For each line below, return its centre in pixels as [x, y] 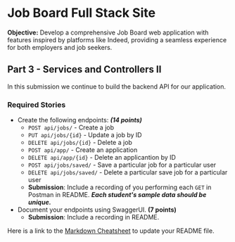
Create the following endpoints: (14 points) [80, 120]
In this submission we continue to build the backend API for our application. [117, 87]
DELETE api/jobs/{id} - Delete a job [80, 143]
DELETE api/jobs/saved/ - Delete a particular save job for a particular [128, 172]
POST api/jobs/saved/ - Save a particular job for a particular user [122, 165]
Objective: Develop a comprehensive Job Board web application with [108, 32]
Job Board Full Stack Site [82, 13]
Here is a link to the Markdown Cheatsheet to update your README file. [111, 231]
